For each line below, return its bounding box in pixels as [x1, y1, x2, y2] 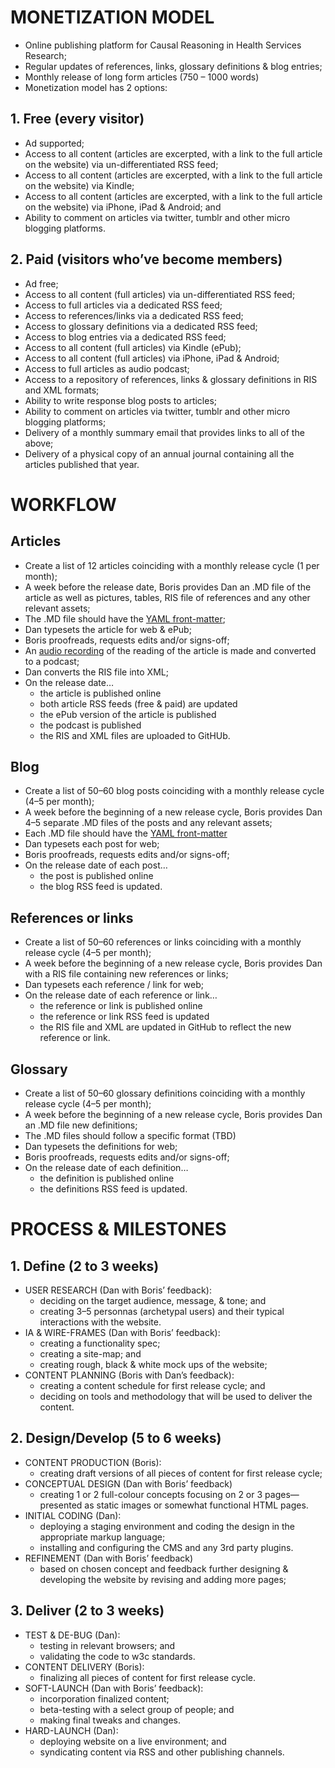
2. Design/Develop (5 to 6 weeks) [10, 1430, 222, 1447]
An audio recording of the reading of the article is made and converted [24, 644, 317, 656]
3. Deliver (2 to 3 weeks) [10, 1602, 165, 1620]
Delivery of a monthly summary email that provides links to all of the [24, 426, 305, 438]
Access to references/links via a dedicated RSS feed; [24, 309, 244, 321]
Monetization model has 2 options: [24, 81, 168, 93]
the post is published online [39, 870, 154, 882]
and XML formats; [24, 384, 100, 396]
